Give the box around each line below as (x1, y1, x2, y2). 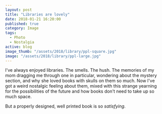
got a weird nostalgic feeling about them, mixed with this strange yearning (5, 83, 157, 89)
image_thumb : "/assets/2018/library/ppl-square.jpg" (5, 49, 117, 54)
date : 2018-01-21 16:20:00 (5, 16, 61, 21)
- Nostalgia (9, 40, 35, 45)
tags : (5, 30, 16, 35)
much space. (5, 94, 32, 100)
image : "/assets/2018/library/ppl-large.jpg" (5, 53, 101, 59)
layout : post (5, 7, 32, 12)
